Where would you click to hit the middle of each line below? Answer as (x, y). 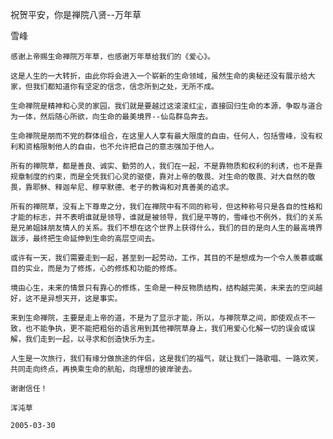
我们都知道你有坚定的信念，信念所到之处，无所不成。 (125, 87)
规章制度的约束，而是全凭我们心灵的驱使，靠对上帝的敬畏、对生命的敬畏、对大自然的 (159, 177)
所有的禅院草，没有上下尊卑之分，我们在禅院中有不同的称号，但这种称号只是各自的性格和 (166, 207)
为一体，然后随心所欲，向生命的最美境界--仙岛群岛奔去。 (111, 117)
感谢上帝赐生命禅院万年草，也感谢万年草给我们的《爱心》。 (112, 57)
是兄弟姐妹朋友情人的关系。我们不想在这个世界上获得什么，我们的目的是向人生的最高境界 (166, 228)
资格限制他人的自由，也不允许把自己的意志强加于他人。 (121, 147)
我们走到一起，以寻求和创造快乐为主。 (92, 339)
